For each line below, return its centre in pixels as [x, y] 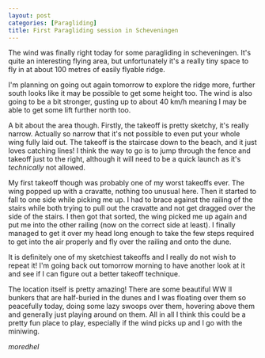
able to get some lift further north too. [70, 110]
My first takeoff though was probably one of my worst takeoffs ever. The [127, 183]
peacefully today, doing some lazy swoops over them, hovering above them [132, 307]
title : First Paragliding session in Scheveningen [93, 30]
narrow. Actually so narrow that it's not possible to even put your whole [124, 134]
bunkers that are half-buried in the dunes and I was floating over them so [127, 298]
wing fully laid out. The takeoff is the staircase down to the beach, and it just [132, 143]
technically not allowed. [47, 168]
